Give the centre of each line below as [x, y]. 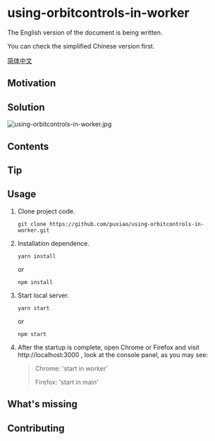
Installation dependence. [53, 243]
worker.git [33, 230]
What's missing [42, 404]
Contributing [36, 428]
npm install [35, 282]
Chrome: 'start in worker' [71, 368]
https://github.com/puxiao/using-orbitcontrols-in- [127, 224]
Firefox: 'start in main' [67, 382]
